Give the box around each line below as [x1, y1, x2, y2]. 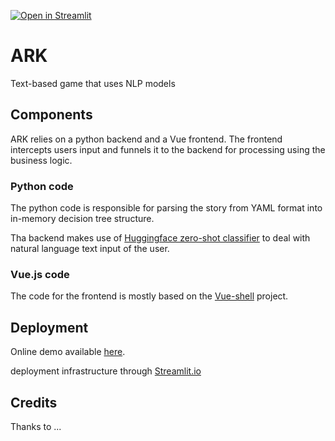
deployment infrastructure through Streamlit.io [10, 365, 202, 377]
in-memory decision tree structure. [10, 213, 155, 225]
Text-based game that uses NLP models [10, 77, 176, 89]
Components [10, 106, 93, 124]
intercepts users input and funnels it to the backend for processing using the [10, 143, 326, 155]
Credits [10, 394, 58, 411]
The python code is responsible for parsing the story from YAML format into [10, 202, 323, 214]
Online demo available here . [10, 346, 126, 358]
